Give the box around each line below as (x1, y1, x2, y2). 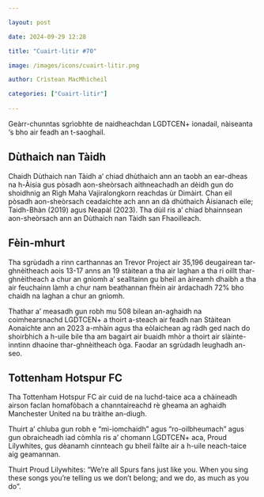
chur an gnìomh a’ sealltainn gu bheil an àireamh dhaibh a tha (56, 274, 257, 283)
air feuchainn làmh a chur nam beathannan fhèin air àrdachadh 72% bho (8, 283, 244, 292)
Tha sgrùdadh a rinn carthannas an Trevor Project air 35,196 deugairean (8, 257, 243, 267)
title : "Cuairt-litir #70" (8, 47, 97, 55)
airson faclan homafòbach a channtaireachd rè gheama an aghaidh (8, 400, 227, 410)
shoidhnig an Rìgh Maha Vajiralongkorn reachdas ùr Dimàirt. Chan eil (8, 188, 232, 198)
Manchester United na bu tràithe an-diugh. (8, 409, 148, 419)
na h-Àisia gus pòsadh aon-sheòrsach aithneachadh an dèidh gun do (8, 180, 234, 189)
